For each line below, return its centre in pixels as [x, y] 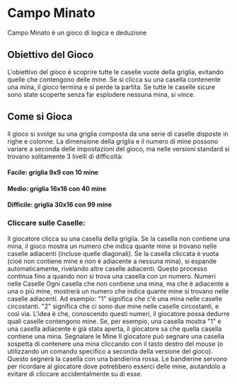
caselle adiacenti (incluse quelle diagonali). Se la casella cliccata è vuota [113, 253]
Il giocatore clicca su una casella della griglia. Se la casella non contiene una [118, 238]
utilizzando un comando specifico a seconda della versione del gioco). [110, 351]
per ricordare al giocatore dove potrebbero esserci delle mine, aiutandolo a [117, 366]
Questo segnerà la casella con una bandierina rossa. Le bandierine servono [117, 359]
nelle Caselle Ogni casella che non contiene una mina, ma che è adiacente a [118, 284]
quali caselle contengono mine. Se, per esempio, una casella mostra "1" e [114, 321]
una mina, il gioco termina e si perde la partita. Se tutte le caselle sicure [111, 87]
